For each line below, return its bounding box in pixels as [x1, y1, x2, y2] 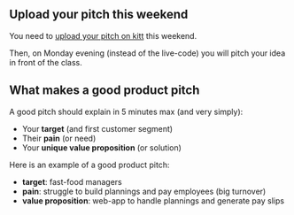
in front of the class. [9, 57, 82, 67]
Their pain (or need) [21, 133, 97, 143]
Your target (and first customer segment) [21, 123, 174, 134]
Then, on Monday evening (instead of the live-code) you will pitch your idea [9, 48, 286, 58]
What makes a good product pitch [9, 83, 200, 98]
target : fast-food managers [21, 176, 122, 187]
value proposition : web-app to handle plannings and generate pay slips [21, 195, 285, 206]
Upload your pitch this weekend [9, 7, 189, 22]
